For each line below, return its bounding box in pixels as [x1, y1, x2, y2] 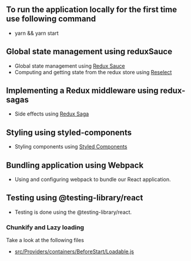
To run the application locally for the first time [6, 5, 177, 15]
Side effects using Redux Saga [14, 110, 89, 117]
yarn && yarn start [14, 29, 59, 37]
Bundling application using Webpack [6, 160, 144, 170]
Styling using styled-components [6, 127, 132, 137]
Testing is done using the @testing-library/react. [14, 209, 132, 216]
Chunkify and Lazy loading [6, 223, 84, 232]
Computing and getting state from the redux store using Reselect [14, 68, 172, 75]
